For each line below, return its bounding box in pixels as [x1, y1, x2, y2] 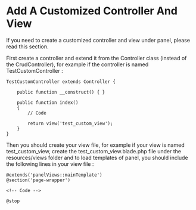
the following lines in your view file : [6, 160, 94, 168]
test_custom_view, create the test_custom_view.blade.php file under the [6, 147, 182, 155]
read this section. [6, 43, 49, 50]
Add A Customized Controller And [6, 4, 178, 18]
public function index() [17, 100, 79, 106]
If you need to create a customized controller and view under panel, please [6, 36, 191, 44]
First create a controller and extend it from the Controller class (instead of [6, 54, 187, 61]
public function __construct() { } [17, 89, 105, 95]
